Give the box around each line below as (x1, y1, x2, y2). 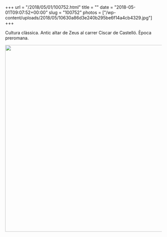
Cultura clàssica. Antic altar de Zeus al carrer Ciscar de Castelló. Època (5, 30, 152, 35)
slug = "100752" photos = (49, 9, 101, 15)
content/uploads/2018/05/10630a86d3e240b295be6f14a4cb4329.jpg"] (5, 15, 153, 20)
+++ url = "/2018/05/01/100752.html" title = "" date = (5, 4, 113, 10)
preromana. (5, 35, 29, 41)
